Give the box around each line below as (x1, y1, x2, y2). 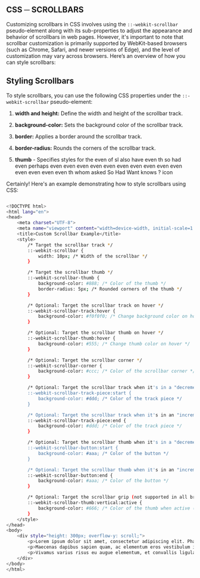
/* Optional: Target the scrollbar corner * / (27, 357, 143, 363)
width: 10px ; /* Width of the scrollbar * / (37, 253, 148, 259)
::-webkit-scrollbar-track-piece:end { (27, 418, 127, 424)
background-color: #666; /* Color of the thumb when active (37, 505, 190, 511)
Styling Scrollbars (6, 76, 74, 86)
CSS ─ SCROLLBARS (6, 5, 84, 15)
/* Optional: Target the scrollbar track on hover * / (27, 302, 164, 308)
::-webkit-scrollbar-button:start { (27, 445, 118, 451)
